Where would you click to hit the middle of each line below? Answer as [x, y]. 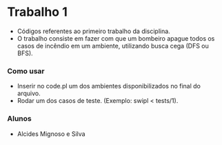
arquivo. [29, 93]
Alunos [20, 119]
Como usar [26, 71]
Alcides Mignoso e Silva [51, 134]
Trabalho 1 [37, 12]
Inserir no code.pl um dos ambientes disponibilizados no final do [109, 86]
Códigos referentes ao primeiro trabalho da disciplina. [93, 31]
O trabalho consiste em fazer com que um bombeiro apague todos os [116, 38]
